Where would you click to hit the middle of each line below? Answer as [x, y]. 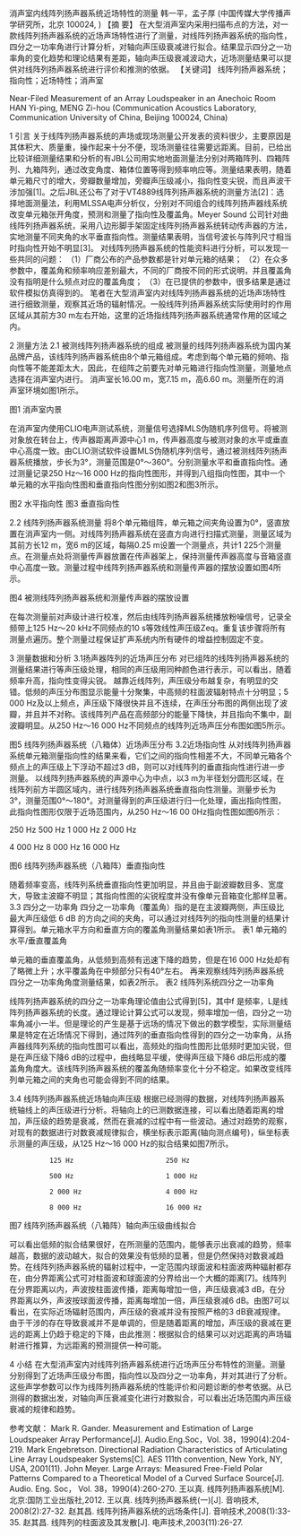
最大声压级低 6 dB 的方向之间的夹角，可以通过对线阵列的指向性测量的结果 [146, 918]
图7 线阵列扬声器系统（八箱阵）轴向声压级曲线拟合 [103, 1225]
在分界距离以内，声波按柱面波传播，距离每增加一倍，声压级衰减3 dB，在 [143, 1289]
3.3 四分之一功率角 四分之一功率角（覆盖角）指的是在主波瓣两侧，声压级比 [147, 907]
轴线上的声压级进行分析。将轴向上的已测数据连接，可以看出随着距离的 [146, 1110]
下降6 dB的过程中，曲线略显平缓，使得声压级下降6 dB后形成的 [163, 1057]
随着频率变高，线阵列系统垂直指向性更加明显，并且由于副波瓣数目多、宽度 [146, 885]
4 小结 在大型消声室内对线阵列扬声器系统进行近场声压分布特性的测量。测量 [147, 1364]
